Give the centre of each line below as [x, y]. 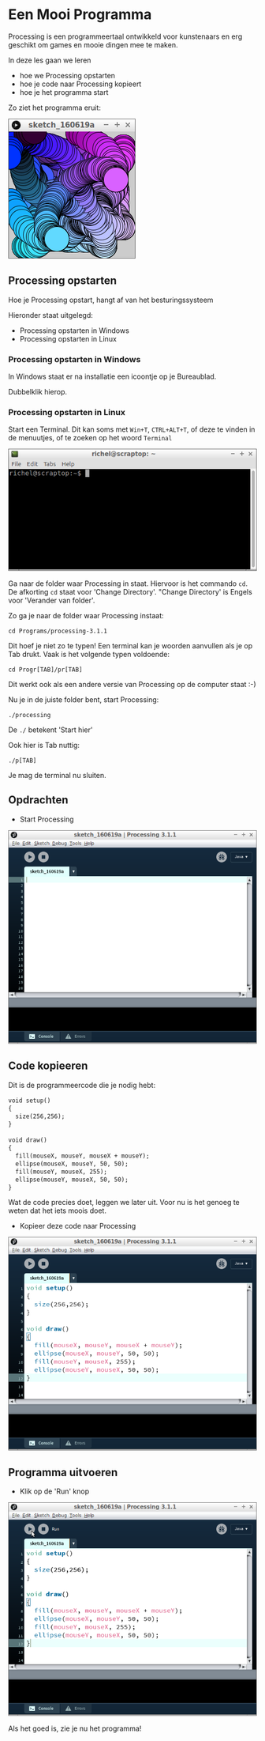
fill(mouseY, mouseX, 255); [62, 1172]
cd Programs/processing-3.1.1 [58, 631]
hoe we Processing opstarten [67, 75]
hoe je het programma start [64, 92]
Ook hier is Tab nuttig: [44, 746]
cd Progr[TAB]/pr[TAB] [45, 670]
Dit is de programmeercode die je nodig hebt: [82, 1085]
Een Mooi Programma [80, 15]
